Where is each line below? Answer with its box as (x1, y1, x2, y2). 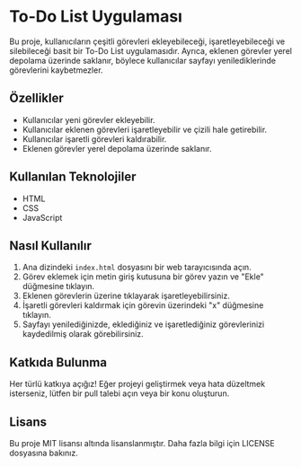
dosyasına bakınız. (9, 447, 78, 458)
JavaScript (22, 212, 63, 223)
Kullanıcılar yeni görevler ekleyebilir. (22, 114, 155, 125)
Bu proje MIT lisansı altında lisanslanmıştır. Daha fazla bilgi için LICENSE (9, 438, 276, 448)
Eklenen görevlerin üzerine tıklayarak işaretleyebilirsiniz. (22, 290, 231, 302)
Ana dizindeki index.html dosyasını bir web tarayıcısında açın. (22, 262, 252, 273)
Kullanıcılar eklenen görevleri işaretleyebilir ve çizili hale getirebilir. (22, 124, 268, 135)
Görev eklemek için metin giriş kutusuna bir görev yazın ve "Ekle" (22, 271, 265, 282)
